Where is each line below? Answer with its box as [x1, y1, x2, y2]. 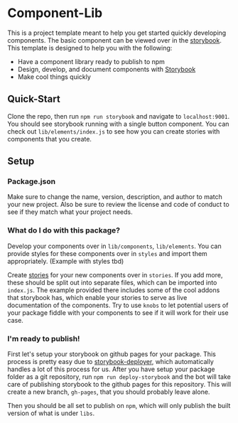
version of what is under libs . [7, 409, 94, 417]
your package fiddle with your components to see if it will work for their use [7, 308, 229, 317]
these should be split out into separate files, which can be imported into [7, 278, 217, 287]
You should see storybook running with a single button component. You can [7, 119, 229, 128]
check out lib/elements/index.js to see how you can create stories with [7, 127, 220, 136]
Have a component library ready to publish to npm [17, 57, 166, 65]
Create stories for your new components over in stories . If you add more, [7, 270, 223, 279]
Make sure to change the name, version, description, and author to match [7, 193, 222, 201]
